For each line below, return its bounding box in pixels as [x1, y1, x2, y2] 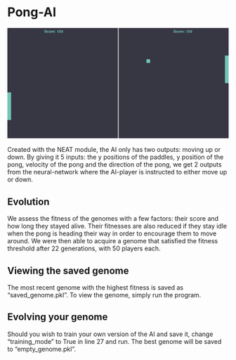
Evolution [7, 195, 50, 207]
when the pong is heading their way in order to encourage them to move [7, 229, 217, 238]
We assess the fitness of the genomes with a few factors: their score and [7, 214, 219, 223]
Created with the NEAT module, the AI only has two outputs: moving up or [7, 146, 221, 154]
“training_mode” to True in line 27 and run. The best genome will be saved [7, 337, 222, 345]
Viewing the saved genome [7, 264, 129, 276]
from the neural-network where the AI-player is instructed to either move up [7, 168, 228, 176]
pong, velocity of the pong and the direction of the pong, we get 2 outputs [7, 160, 223, 169]
